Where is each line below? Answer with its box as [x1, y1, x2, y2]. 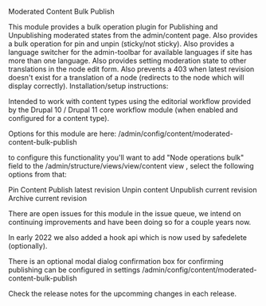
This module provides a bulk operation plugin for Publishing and [8, 22, 218, 31]
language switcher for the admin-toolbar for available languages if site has [8, 48, 252, 56]
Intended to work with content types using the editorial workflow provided [8, 97, 252, 106]
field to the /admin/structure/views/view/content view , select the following [8, 161, 255, 170]
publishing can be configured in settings [8, 265, 141, 274]
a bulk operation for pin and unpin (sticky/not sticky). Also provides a [8, 39, 235, 48]
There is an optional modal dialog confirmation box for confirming [8, 257, 225, 265]
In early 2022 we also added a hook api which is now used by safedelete [8, 233, 247, 242]
